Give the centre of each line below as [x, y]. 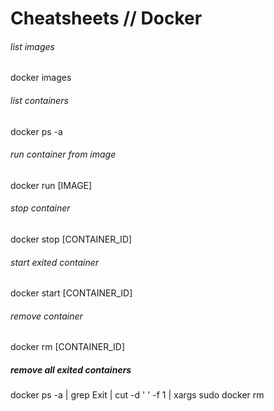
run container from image [63, 154]
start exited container [55, 262]
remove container [46, 316]
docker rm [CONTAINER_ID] [68, 347]
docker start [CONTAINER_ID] [71, 293]
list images [32, 46]
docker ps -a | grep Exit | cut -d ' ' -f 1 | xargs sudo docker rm [137, 395]
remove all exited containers [71, 370]
